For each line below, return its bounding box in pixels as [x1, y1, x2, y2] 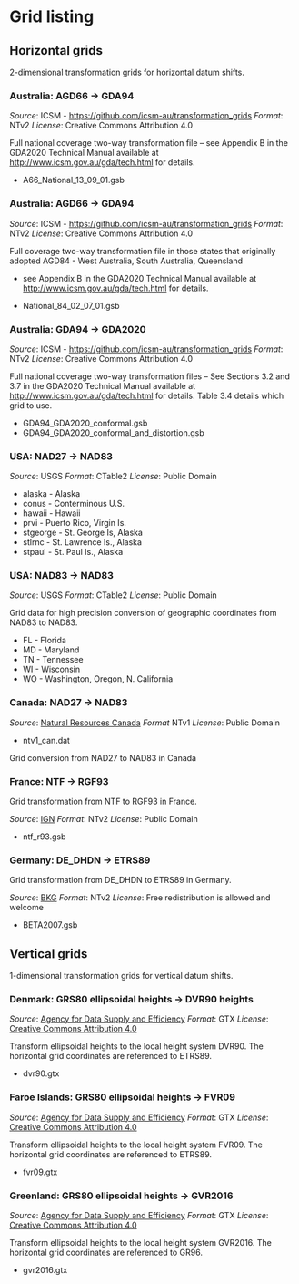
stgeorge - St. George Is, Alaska [22, 527, 144, 539]
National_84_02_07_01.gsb [22, 300, 120, 311]
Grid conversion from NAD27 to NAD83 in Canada [9, 752, 197, 763]
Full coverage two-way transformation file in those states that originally [9, 245, 276, 256]
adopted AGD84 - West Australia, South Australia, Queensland [9, 255, 244, 266]
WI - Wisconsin [22, 663, 80, 675]
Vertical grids [9, 946, 88, 961]
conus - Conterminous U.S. [22, 498, 125, 509]
